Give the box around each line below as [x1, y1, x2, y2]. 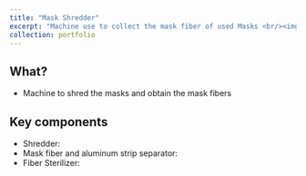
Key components [9, 114, 108, 130]
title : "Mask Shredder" [9, 13, 100, 23]
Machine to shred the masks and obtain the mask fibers [22, 88, 232, 99]
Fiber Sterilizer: [22, 158, 80, 168]
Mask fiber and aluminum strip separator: [22, 148, 178, 159]
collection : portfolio [9, 30, 96, 39]
